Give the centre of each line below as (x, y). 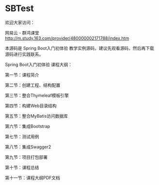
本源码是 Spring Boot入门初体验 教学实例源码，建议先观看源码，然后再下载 (79, 48)
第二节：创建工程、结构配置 (33, 85)
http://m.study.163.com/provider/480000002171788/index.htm (67, 38)
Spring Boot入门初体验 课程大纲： (39, 64)
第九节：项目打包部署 (26, 157)
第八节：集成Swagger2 (28, 147)
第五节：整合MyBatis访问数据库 (37, 116)
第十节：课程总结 (22, 167)
